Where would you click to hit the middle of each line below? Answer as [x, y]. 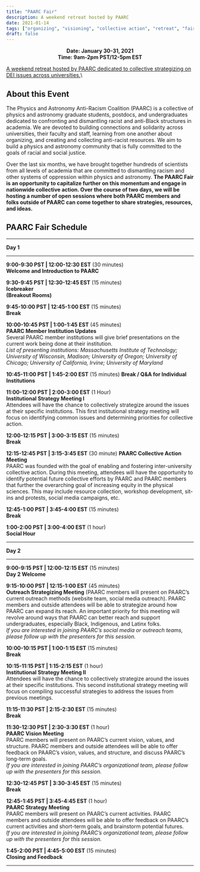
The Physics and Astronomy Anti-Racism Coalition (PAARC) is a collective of [100, 108]
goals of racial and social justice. [46, 152]
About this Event [38, 94]
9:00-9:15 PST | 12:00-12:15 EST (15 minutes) [63, 568]
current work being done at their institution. [60, 343]
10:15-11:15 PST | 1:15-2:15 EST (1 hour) [54, 665]
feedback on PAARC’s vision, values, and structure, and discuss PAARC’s [96, 752]
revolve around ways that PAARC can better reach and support [83, 617]
